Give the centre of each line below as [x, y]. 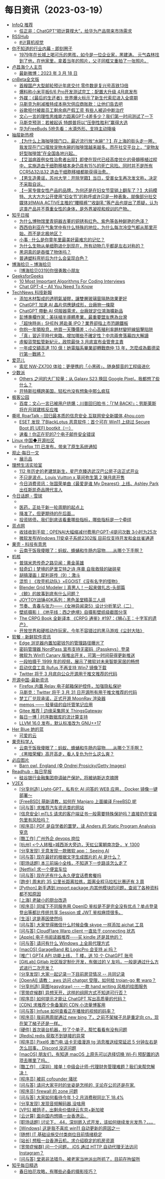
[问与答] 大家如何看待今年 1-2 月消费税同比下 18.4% [71, 1097]
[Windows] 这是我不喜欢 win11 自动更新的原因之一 [69, 1128]
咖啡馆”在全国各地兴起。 [52, 153]
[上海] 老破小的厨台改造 [43, 900]
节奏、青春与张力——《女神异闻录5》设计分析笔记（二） [76, 606]
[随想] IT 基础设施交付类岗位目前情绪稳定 [61, 1134]
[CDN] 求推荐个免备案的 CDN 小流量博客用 [62, 1005]
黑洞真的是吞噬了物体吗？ [45, 252]
